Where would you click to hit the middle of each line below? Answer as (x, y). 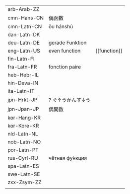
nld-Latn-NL (23, 134)
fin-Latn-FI (21, 59)
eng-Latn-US (24, 51)
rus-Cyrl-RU (23, 158)
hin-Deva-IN (23, 83)
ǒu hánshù (61, 27)
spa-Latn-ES (23, 166)
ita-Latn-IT (21, 91)
